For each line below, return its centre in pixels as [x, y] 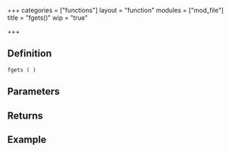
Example [27, 140]
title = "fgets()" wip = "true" [48, 18]
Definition [29, 53]
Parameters [34, 92]
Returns [25, 116]
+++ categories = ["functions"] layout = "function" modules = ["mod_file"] [116, 10]
